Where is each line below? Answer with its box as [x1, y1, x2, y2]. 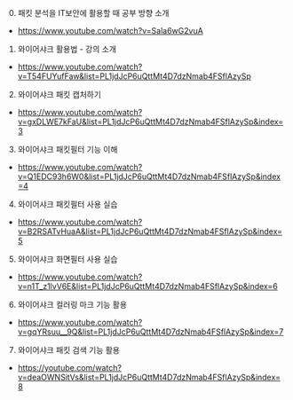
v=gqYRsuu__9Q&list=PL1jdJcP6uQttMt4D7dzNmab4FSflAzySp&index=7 [17, 326, 284, 337]
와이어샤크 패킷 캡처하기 [17, 90, 102, 99]
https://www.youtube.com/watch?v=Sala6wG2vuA [17, 26, 204, 35]
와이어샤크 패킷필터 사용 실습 [17, 199, 118, 209]
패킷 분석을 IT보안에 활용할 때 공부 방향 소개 [17, 8, 170, 18]
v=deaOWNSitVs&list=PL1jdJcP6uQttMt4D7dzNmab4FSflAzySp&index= [17, 372, 281, 382]
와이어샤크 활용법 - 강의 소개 [17, 43, 117, 54]
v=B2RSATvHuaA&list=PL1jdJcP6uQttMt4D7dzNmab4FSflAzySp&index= [17, 226, 282, 237]
